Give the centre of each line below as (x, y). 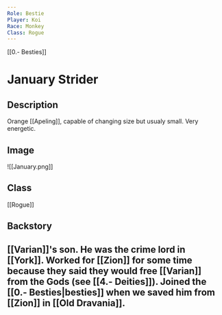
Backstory (30, 226)
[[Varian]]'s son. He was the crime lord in (96, 250)
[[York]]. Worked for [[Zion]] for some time (100, 260)
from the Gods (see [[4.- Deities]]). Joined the (107, 281)
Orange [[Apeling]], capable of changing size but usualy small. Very (103, 121)
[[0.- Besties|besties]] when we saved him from (111, 292)
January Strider (53, 80)
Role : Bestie (26, 13)
